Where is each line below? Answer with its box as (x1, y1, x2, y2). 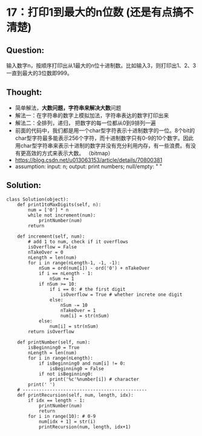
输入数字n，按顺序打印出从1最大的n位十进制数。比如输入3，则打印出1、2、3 (6, 62, 197, 69)
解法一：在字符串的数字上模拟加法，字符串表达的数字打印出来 (15, 111, 169, 119)
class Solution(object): (6, 196, 69, 203)
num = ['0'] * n (28, 207, 69, 213)
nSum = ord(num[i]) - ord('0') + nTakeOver (38, 265, 150, 271)
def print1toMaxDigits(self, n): (17, 201, 102, 207)
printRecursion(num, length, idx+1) (38, 424, 131, 430)
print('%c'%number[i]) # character (49, 376, 139, 382)
